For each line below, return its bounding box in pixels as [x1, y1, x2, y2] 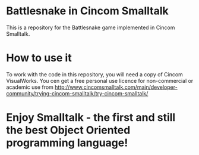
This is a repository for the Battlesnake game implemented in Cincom [6, 24, 175, 31]
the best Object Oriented [6, 123, 131, 137]
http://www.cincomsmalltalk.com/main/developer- [54, 83, 178, 91]
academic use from [6, 83, 53, 91]
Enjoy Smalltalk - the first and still [6, 111, 176, 125]
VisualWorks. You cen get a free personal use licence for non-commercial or [6, 77, 194, 84]
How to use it [6, 51, 72, 65]
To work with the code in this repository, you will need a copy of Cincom [6, 70, 183, 78]
